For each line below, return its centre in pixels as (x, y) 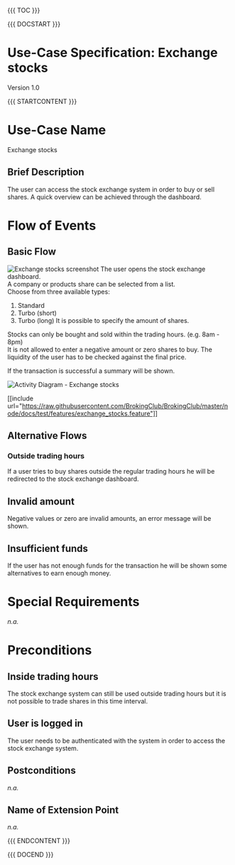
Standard (31, 305)
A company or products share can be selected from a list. (92, 284)
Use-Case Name (57, 130)
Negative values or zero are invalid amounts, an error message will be (109, 519)
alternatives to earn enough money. (59, 573)
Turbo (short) (37, 313)
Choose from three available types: (59, 292)
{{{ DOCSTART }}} (34, 24)
